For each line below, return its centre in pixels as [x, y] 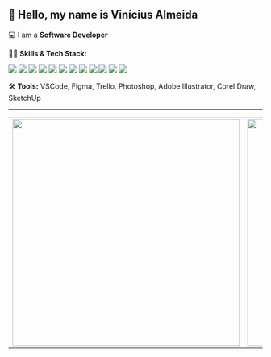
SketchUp [25, 98]
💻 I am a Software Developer [58, 35]
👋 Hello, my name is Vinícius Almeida [103, 15]
